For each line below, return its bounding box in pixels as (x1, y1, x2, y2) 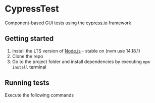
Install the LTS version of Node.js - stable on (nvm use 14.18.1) (12, 47, 141, 54)
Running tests (5, 79, 50, 87)
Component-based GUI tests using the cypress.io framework (5, 20, 132, 26)
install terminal (12, 64, 46, 70)
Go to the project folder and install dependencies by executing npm (12, 59, 150, 65)
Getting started (5, 34, 54, 43)
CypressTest (5, 3, 59, 15)
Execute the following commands (5, 92, 74, 98)
